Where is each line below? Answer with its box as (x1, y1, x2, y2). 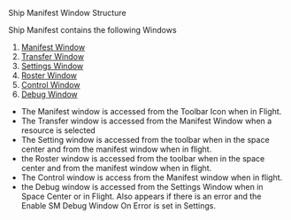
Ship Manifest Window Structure (8, 8, 126, 18)
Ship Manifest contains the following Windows (8, 25, 178, 35)
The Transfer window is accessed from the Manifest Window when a (20, 115, 272, 126)
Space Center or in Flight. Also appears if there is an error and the (20, 191, 262, 201)
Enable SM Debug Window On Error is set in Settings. (20, 200, 216, 211)
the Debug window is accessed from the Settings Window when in (20, 182, 264, 192)
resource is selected (20, 125, 96, 136)
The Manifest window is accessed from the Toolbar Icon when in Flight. (20, 106, 282, 116)
